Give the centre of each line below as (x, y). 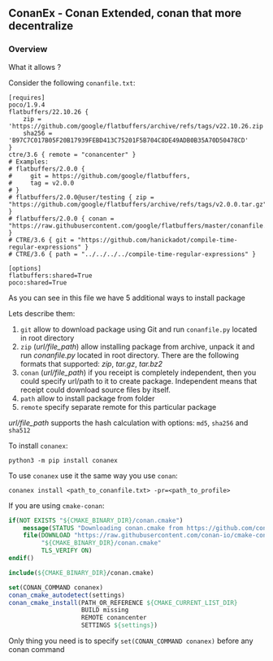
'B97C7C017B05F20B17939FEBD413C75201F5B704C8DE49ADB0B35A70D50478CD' (129, 140)
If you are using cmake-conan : (56, 505)
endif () (22, 559)
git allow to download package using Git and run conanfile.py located (139, 329)
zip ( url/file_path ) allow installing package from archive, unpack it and (137, 346)
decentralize (41, 26)
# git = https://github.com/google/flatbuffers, (100, 176)
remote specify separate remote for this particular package (118, 407)
